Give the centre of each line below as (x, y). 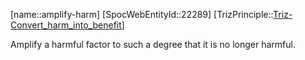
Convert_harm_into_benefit (66, 25)
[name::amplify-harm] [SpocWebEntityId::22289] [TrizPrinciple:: (142, 14)
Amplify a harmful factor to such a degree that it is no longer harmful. (153, 44)
